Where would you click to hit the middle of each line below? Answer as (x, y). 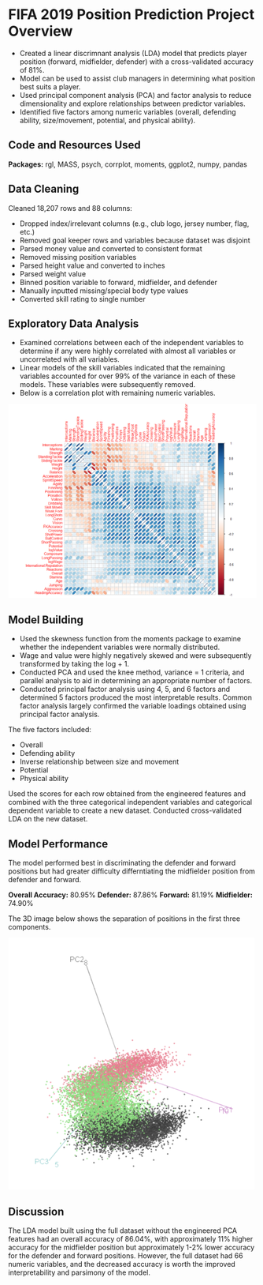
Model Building (46, 620)
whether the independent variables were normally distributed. (120, 647)
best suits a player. (50, 86)
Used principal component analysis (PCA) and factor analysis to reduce (135, 95)
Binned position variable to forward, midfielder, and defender (119, 282)
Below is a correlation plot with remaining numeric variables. (117, 393)
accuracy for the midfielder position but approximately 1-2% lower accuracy (131, 1247)
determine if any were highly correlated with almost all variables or (128, 351)
